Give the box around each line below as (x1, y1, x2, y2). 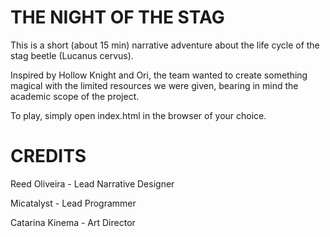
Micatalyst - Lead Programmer (10, 197, 137, 209)
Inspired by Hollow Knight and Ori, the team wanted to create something (10, 69, 308, 81)
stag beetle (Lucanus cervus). (10, 49, 134, 61)
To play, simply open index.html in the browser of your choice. (10, 109, 267, 121)
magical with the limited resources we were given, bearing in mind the (10, 79, 299, 91)
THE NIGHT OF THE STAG (10, 6, 225, 29)
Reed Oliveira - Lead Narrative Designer (10, 177, 175, 190)
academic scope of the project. (10, 90, 140, 102)
